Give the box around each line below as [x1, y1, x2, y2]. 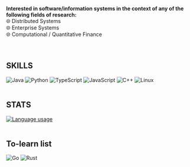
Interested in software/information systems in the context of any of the [6, 5, 184, 12]
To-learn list [6, 139, 52, 149]
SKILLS [6, 61, 34, 71]
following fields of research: [6, 11, 77, 18]
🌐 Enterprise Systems [6, 24, 60, 31]
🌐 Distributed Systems [6, 18, 61, 24]
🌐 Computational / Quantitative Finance [6, 31, 102, 38]
